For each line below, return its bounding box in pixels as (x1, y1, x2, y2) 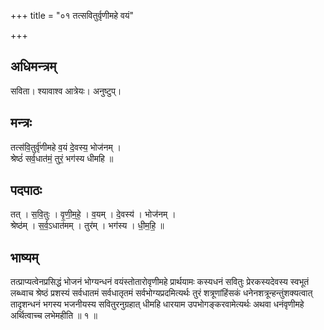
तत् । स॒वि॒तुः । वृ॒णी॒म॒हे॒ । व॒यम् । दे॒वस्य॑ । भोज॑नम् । (10, 208, 177, 220)
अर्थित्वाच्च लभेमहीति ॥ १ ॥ (10, 310, 98, 322)
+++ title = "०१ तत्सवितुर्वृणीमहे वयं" (10, 10, 135, 21)
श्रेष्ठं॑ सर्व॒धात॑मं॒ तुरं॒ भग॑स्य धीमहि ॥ (10, 152, 114, 164)
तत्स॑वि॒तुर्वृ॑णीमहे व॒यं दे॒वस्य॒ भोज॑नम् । (10, 141, 122, 153)
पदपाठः (10, 182, 43, 199)
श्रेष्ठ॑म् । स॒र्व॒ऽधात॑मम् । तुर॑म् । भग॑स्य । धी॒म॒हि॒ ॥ (10, 220, 165, 232)
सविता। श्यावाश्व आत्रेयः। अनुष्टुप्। (10, 85, 122, 97)
